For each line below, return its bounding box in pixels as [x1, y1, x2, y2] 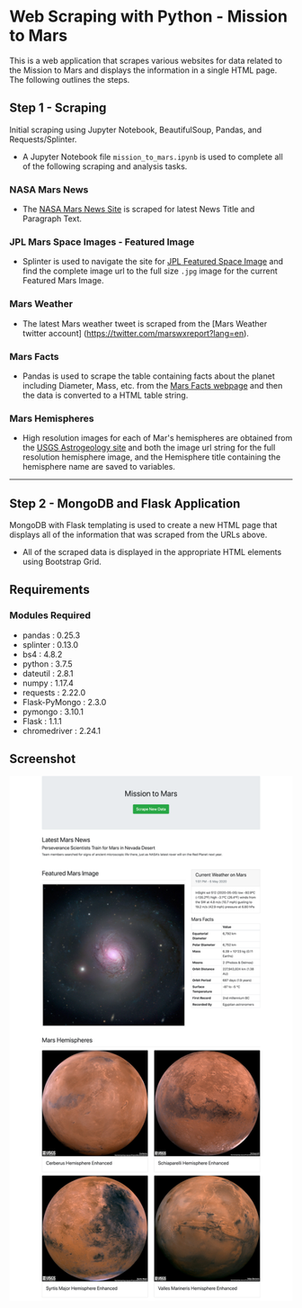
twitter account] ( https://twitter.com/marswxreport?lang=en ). [22, 327, 250, 338]
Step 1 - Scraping [9, 101, 107, 116]
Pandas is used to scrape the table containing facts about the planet [22, 371, 276, 381]
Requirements [9, 582, 90, 597]
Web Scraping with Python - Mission [9, 6, 288, 27]
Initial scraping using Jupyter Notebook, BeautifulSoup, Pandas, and [9, 124, 262, 135]
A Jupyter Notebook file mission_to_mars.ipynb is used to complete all [22, 151, 283, 162]
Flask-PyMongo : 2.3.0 [22, 696, 107, 707]
